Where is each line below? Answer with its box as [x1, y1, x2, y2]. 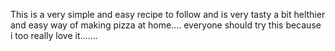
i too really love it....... [10, 30, 98, 41]
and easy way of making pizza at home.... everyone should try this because [10, 19, 322, 31]
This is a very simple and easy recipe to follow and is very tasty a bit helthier [10, 9, 326, 20]
